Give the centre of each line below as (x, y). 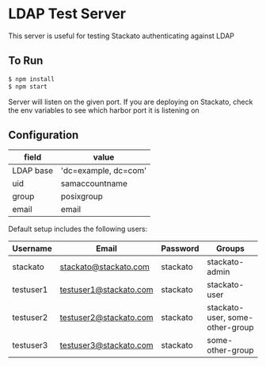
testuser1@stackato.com (106, 290)
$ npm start (28, 87)
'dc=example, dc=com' (104, 171)
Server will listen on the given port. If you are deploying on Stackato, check (131, 102)
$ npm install (32, 79)
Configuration (44, 135)
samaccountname (94, 183)
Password (180, 248)
